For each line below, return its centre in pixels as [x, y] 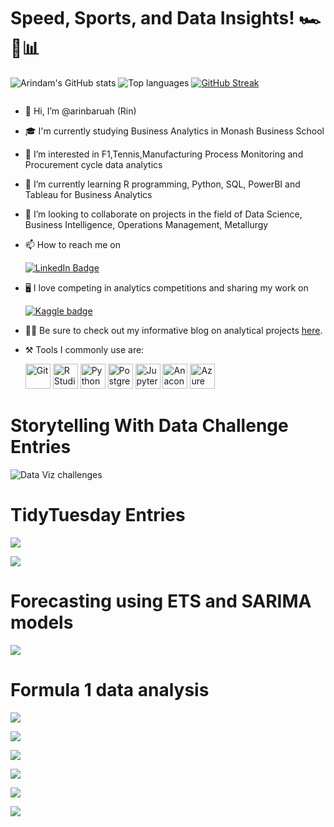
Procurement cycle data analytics [93, 164]
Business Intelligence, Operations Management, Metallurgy [146, 224]
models [42, 622]
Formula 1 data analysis [110, 689]
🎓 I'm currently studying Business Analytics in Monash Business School [174, 131]
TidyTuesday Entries [98, 515]
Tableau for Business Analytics [88, 194]
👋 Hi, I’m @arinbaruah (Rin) [80, 111]
